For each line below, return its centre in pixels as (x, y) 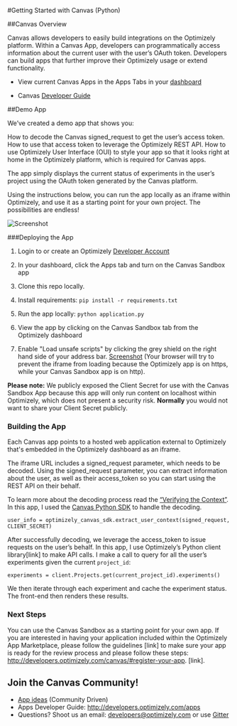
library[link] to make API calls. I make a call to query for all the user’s (107, 555)
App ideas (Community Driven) (63, 700)
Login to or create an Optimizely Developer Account (93, 251)
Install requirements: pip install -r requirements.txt (98, 300)
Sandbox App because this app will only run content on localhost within (112, 393)
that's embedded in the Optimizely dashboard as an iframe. (94, 449)
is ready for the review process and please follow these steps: (98, 653)
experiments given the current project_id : (69, 562)
